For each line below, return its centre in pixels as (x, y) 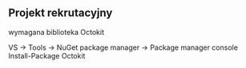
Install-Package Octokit (47, 55)
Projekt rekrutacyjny (60, 13)
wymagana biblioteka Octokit (56, 32)
